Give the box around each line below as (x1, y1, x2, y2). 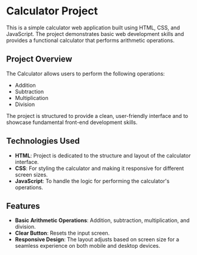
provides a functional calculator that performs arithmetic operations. (6, 37, 175, 44)
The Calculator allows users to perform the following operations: (6, 70, 165, 77)
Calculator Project (6, 4, 98, 18)
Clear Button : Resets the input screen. (14, 229, 110, 237)
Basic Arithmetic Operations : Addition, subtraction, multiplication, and (14, 217, 190, 224)
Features (6, 201, 40, 211)
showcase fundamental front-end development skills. (6, 119, 138, 126)
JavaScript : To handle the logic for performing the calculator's (14, 177, 169, 184)
